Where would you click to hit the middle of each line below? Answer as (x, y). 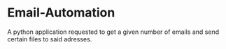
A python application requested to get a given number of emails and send (113, 32)
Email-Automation (61, 13)
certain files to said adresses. (50, 39)
